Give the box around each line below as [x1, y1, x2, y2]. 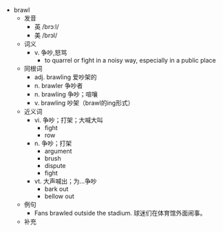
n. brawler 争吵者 [34, 82, 83, 89]
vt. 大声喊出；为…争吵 [34, 177, 98, 185]
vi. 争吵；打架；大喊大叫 [34, 116, 103, 124]
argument [44, 147, 72, 155]
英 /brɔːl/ [34, 23, 60, 30]
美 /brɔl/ [34, 31, 58, 39]
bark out [44, 185, 69, 193]
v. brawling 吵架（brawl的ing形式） [34, 99, 134, 107]
